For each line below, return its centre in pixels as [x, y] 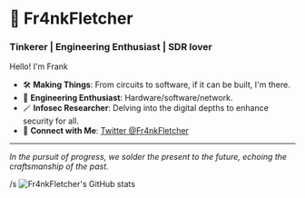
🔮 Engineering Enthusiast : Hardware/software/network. [128, 98]
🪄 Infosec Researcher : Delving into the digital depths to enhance [146, 108]
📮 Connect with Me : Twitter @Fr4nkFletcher [105, 131]
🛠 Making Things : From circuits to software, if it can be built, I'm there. [156, 84]
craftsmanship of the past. [59, 166]
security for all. [51, 121]
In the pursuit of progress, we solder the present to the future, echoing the [148, 157]
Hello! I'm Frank [39, 66]
